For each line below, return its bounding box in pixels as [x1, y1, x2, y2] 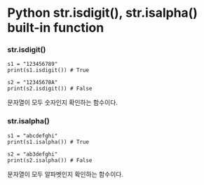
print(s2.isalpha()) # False [7, 156, 93, 164]
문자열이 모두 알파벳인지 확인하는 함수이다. [7, 170, 124, 178]
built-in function [7, 20, 104, 36]
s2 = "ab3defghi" [7, 151, 58, 158]
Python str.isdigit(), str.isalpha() [7, 5, 198, 21]
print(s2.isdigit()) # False [7, 85, 93, 92]
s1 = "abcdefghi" [7, 132, 58, 139]
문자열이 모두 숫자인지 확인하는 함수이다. [7, 98, 118, 107]
